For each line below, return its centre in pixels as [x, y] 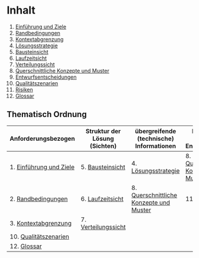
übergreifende [156, 131]
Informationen [156, 146]
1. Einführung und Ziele [42, 167]
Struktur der [103, 131]
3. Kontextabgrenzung [41, 223]
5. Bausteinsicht [103, 167]
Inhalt [21, 10]
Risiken [24, 89]
